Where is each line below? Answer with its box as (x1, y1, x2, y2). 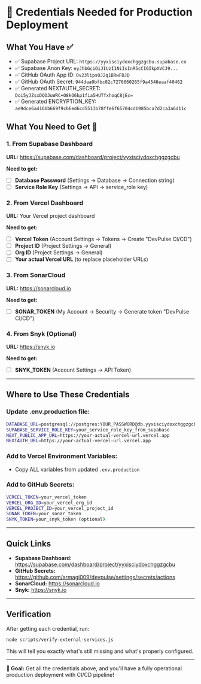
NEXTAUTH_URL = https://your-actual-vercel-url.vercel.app (6, 438, 151, 444)
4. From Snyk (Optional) (6, 329, 77, 338)
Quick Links (6, 539, 51, 549)
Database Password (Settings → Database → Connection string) (14, 177, 175, 184)
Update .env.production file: (6, 408, 90, 416)
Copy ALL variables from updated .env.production (14, 466, 140, 473)
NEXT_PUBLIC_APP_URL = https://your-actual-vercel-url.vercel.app (6, 432, 170, 439)
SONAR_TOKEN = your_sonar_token (6, 511, 82, 517)
